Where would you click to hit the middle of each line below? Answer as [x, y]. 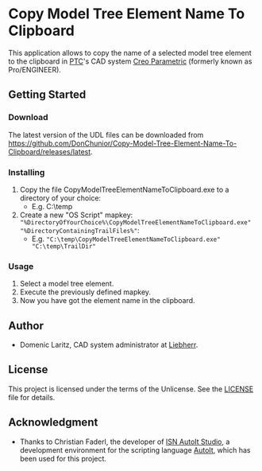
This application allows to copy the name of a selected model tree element [130, 53]
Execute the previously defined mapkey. [85, 292]
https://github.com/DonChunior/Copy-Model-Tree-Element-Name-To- [123, 143]
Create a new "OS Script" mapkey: [76, 215]
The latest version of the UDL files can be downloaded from [106, 134]
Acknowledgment [53, 422]
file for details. [32, 397]
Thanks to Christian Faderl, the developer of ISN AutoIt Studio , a [125, 442]
